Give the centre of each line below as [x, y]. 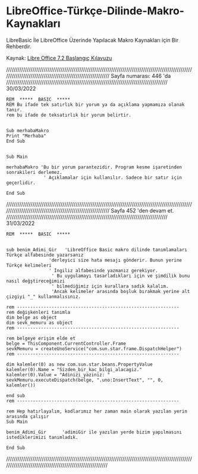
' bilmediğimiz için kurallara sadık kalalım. [110, 286]
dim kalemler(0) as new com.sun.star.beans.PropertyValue [79, 364]
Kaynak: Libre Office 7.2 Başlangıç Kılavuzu [59, 58]
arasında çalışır [28, 416]
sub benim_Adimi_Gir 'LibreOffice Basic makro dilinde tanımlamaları [97, 250]
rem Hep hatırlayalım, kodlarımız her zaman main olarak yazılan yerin [97, 411]
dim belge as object [32, 317]
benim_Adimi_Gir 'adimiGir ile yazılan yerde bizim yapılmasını [94, 432]
